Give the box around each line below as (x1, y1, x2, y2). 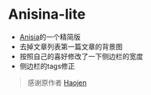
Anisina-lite (8, 5, 86, 23)
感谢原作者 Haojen (27, 78, 88, 87)
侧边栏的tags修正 (19, 61, 76, 71)
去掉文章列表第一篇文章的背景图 (19, 41, 123, 51)
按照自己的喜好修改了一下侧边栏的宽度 (19, 51, 143, 61)
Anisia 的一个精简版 (19, 32, 81, 41)
